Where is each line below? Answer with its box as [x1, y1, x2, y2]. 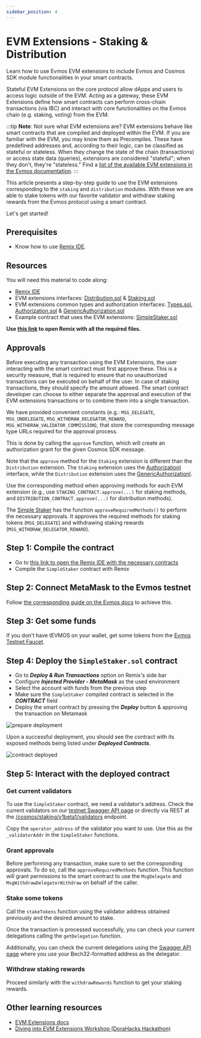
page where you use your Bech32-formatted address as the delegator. [6, 950, 181, 957]
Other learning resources [6, 1003, 103, 1013]
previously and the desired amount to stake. [6, 914, 115, 921]
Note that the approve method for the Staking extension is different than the [6, 457, 193, 465]
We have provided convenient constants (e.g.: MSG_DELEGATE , [6, 409, 155, 415]
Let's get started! [6, 210, 49, 217]
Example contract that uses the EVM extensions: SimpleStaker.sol [14, 314, 178, 321]
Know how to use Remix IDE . [14, 243, 86, 250]
